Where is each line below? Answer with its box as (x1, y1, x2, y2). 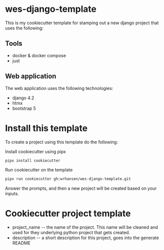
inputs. (5, 191, 19, 197)
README (12, 240, 31, 246)
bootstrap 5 (12, 105, 36, 111)
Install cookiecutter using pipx (5, 148, 66, 154)
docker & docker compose (12, 52, 66, 58)
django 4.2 (12, 95, 34, 101)
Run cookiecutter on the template (5, 167, 73, 173)
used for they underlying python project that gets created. (12, 230, 131, 236)
